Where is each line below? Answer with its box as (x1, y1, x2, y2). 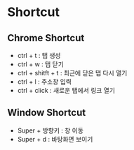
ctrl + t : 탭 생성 (17, 52, 61, 59)
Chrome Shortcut (7, 32, 85, 44)
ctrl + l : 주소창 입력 (17, 77, 72, 86)
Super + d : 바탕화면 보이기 (17, 135, 93, 143)
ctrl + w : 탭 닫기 (17, 60, 65, 68)
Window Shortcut (7, 107, 86, 119)
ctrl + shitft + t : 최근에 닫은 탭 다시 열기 (17, 69, 128, 77)
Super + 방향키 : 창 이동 (17, 126, 84, 135)
